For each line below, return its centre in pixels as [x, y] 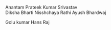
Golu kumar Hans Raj [27, 22]
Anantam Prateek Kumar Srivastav [41, 7]
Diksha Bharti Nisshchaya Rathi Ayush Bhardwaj [56, 12]
